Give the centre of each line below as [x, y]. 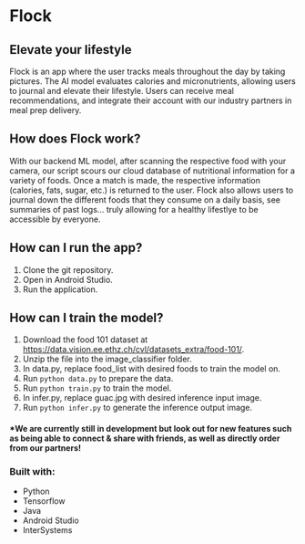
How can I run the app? [76, 248]
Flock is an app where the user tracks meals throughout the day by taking [147, 71]
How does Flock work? [75, 139]
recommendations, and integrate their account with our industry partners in [151, 100]
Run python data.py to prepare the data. [98, 379]
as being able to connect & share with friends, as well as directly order [145, 438]
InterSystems [47, 530]
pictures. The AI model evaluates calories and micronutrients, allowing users [152, 81]
